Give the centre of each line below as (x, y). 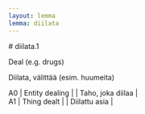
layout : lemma (32, 16)
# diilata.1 (24, 46)
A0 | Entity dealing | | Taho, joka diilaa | (73, 92)
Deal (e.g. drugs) (36, 62)
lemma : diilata (34, 23)
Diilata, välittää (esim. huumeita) (62, 77)
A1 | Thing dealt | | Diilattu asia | (61, 101)
